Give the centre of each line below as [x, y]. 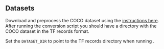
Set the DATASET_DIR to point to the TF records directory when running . [80, 41]
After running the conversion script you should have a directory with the [81, 26]
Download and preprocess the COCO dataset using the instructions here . [82, 20]
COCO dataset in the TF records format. [47, 31]
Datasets [20, 8]
